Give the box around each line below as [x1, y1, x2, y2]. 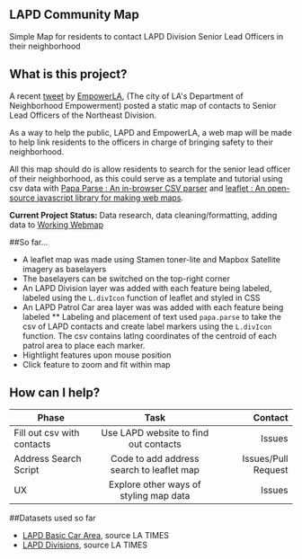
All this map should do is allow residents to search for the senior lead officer [9, 164, 291, 174]
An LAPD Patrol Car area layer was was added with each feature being [22, 301, 284, 313]
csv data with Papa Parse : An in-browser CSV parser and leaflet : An [9, 182, 266, 193]
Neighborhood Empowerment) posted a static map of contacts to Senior [9, 100, 277, 111]
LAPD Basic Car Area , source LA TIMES [22, 530, 169, 541]
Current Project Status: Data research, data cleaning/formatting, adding [9, 209, 278, 220]
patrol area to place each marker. [22, 340, 146, 350]
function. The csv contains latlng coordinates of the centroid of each [22, 330, 277, 341]
